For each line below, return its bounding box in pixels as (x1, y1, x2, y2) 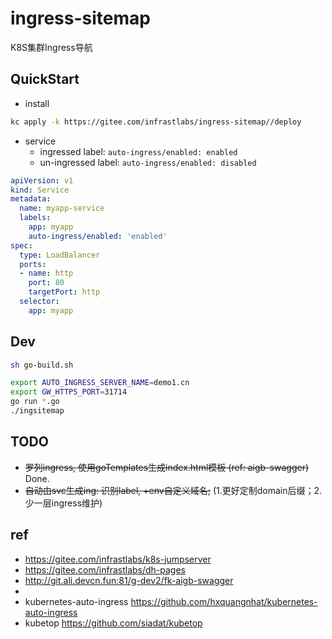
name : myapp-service (19, 203, 105, 214)
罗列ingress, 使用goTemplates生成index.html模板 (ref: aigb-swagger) (24, 461, 310, 473)
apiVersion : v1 (10, 175, 74, 186)
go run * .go (10, 397, 60, 407)
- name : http (19, 268, 74, 279)
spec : (10, 240, 33, 251)
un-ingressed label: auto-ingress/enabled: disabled (39, 156, 257, 168)
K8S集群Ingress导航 (10, 41, 93, 53)
